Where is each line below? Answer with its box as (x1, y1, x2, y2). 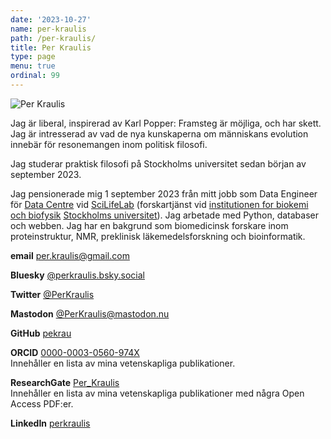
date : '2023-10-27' (10, 14, 92, 25)
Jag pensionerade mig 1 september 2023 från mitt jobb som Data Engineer (10, 187, 318, 200)
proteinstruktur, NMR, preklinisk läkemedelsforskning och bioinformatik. (10, 230, 306, 242)
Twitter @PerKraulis (10, 288, 95, 300)
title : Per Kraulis (10, 42, 92, 53)
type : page (10, 52, 56, 62)
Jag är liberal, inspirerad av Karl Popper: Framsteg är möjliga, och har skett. (10, 117, 322, 129)
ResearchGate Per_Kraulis (10, 376, 120, 388)
